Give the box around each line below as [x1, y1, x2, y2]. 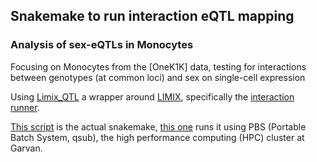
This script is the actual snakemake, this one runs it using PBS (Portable [10, 120, 307, 133]
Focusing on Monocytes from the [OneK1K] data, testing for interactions [10, 60, 307, 73]
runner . [10, 101, 40, 113]
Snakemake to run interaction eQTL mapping [10, 8, 295, 25]
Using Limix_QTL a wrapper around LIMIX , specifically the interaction [10, 90, 295, 103]
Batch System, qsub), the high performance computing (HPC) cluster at [10, 131, 305, 143]
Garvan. [10, 142, 43, 154]
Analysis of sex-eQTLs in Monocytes [10, 38, 194, 52]
